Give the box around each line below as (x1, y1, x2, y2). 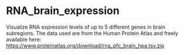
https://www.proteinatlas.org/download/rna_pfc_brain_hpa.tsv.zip (6, 42, 165, 49)
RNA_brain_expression (6, 4, 120, 18)
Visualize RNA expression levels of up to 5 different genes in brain (6, 23, 166, 30)
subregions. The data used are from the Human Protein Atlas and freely (6, 29, 179, 36)
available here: (6, 36, 42, 43)
